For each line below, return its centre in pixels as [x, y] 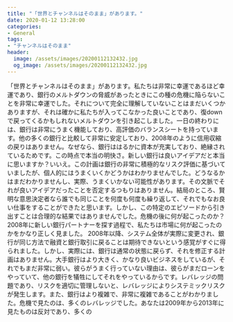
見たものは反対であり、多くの [50, 311]
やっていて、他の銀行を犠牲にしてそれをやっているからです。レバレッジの [112, 277]
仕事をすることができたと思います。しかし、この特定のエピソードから [113, 207]
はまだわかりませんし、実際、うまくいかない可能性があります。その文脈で [113, 181]
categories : [24, 26]
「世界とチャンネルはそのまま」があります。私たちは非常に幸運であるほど [113, 86]
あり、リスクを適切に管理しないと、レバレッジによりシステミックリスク [122, 285]
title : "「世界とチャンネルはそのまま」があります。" [75, 14]
